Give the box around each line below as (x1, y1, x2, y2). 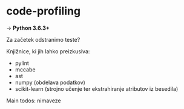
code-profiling (6, 4, 80, 18)
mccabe (15, 65, 36, 73)
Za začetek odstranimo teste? (6, 36, 80, 43)
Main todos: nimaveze (6, 97, 62, 104)
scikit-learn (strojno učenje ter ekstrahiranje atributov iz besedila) (15, 85, 179, 92)
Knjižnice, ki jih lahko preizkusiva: (6, 47, 90, 55)
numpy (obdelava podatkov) (15, 79, 86, 86)
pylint (15, 59, 29, 67)
